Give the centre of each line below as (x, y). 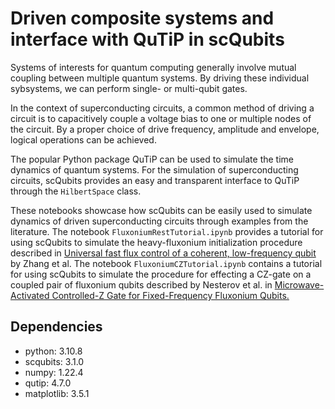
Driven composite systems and (142, 18)
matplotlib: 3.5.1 (57, 393)
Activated (30, 295)
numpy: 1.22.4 (54, 372)
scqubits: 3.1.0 (54, 361)
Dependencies (56, 327)
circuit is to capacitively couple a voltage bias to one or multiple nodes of (161, 118)
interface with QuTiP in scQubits (147, 39)
